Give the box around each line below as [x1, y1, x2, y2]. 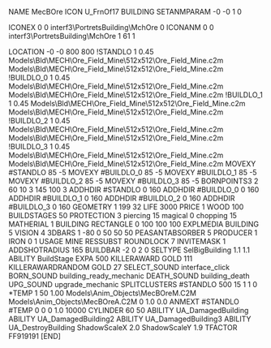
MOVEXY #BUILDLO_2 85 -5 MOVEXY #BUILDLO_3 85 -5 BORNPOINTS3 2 [8, 176, 259, 186]
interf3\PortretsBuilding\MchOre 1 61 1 [8, 32, 135, 41]
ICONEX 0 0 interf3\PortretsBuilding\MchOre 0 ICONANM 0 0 [8, 23, 214, 32]
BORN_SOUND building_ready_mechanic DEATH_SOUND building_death [8, 271, 250, 281]
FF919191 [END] [8, 332, 61, 341]
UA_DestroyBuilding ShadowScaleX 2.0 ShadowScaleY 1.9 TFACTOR [8, 323, 238, 332]
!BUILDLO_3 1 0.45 [8, 142, 71, 151]
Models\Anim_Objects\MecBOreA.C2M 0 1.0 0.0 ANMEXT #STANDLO [8, 297, 239, 307]
